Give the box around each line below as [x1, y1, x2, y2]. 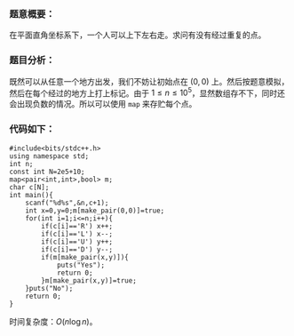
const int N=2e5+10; [9, 167, 86, 176]
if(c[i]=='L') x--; [41, 229, 114, 238]
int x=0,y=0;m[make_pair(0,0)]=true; [25, 206, 165, 215]
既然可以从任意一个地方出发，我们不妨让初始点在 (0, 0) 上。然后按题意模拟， [9, 76, 290, 86]
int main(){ [9, 190, 53, 199]
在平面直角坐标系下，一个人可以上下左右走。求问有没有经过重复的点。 [9, 29, 266, 41]
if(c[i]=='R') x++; [41, 221, 114, 230]
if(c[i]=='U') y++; [41, 237, 114, 246]
